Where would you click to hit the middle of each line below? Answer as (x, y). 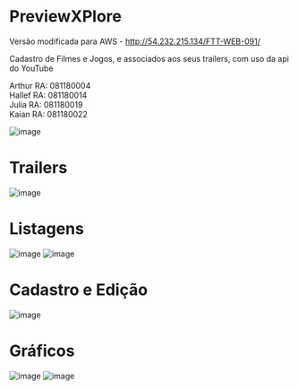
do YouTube (31, 68)
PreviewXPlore (66, 17)
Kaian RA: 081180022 (48, 114)
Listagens (47, 229)
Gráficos (42, 351)
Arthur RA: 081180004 (50, 85)
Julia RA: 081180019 (46, 104)
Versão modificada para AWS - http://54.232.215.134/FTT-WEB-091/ (135, 41)
